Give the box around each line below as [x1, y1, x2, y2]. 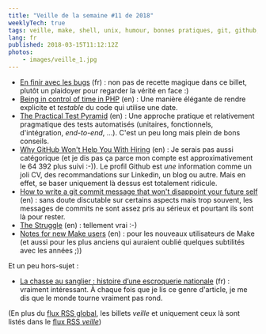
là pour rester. [19, 211, 66, 222]
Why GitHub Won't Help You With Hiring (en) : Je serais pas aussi [19, 144, 234, 154]
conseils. [19, 136, 50, 146]
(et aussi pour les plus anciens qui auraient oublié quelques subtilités [19, 237, 245, 246]
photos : [8, 48, 34, 56]
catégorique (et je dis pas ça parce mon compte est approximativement [19, 153, 253, 162]
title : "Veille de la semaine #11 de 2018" [8, 11, 154, 20]
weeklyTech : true [8, 19, 66, 27]
